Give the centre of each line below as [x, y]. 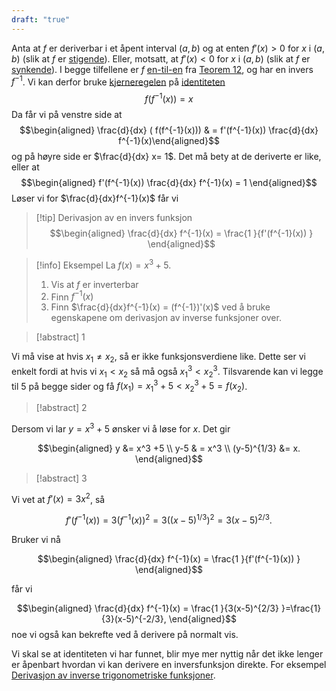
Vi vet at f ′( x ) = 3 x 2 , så [58, 498]
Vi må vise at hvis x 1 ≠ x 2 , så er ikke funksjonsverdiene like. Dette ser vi [158, 358]
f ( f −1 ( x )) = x [169, 98]
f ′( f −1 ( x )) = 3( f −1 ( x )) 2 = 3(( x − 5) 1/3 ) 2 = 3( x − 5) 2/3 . [169, 519]
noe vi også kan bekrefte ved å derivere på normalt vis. [125, 634]
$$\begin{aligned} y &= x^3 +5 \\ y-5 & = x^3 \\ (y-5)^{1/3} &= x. [169, 448]
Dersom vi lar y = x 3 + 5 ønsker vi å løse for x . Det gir [121, 428]
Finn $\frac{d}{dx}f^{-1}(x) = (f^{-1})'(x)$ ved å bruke [160, 307]
